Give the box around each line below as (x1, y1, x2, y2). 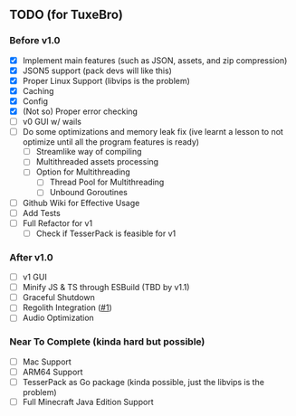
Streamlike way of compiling (35, 147, 142, 157)
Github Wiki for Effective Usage (22, 197, 140, 208)
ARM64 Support (22, 366, 83, 377)
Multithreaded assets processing (35, 156, 159, 167)
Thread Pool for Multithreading (49, 176, 165, 188)
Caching (22, 85, 54, 96)
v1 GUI (22, 271, 47, 283)
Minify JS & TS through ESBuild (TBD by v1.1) (22, 282, 190, 293)
